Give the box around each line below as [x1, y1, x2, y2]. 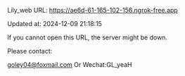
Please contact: [7, 47, 53, 55]
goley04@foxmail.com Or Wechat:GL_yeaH [7, 61, 132, 69]
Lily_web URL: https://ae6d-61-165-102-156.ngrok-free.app [7, 6, 178, 14]
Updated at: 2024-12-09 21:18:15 [7, 20, 102, 27]
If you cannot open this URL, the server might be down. [7, 33, 167, 42]
